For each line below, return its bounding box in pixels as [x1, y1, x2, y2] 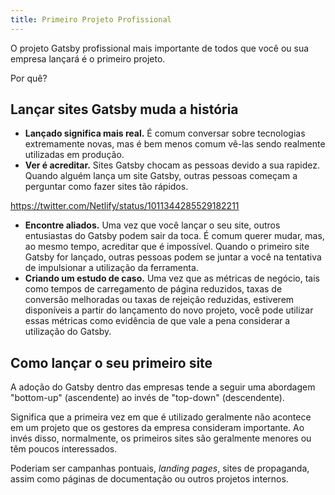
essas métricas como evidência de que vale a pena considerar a [24, 315, 291, 327]
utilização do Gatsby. [24, 326, 112, 338]
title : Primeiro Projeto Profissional [10, 14, 172, 25]
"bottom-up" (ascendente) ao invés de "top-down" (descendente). [10, 392, 285, 404]
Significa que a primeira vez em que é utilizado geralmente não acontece [10, 411, 312, 423]
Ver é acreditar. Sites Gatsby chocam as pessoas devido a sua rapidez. [24, 159, 320, 171]
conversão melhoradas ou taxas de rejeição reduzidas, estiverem [24, 294, 295, 306]
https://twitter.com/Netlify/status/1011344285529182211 [10, 200, 240, 212]
